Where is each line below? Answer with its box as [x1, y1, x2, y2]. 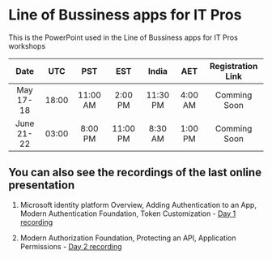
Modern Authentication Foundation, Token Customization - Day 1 [19, 209, 236, 218]
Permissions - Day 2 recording [19, 241, 123, 251]
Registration [209, 60, 258, 71]
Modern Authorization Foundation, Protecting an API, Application [19, 233, 236, 243]
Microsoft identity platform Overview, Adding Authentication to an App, [19, 200, 257, 209]
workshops [8, 41, 46, 50]
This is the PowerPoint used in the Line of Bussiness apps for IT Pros [8, 32, 239, 42]
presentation [8, 179, 75, 192]
